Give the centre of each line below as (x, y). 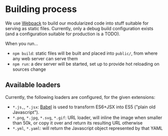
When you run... (22, 43)
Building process (41, 9)
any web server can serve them (45, 58)
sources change (29, 69)
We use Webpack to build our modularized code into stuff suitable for (77, 23)
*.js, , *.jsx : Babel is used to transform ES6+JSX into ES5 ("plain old (84, 107)
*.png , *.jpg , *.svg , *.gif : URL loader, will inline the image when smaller (87, 117)
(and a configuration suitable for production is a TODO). (63, 34)
